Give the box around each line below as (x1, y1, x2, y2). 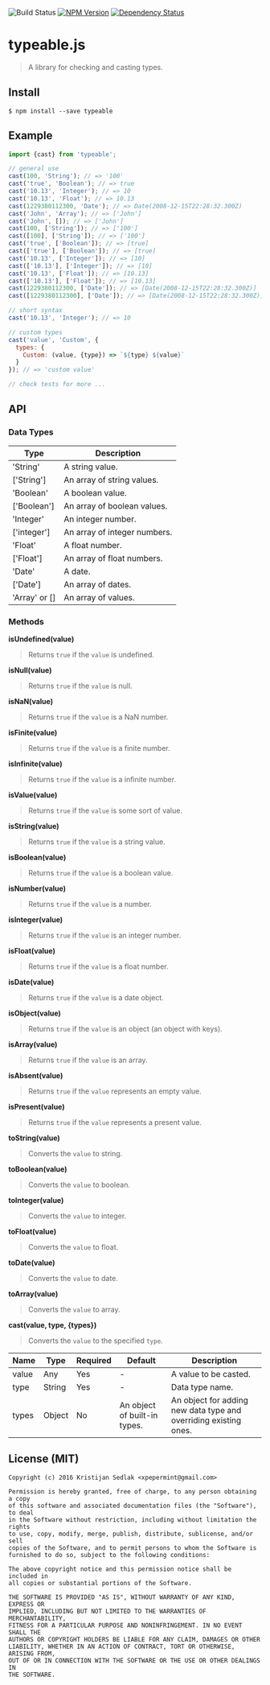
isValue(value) (8, 790, 58, 800)
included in (8, 1572, 48, 1580)
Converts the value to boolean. (27, 1180, 131, 1190)
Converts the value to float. (27, 1242, 119, 1252)
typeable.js (8, 36, 86, 54)
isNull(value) (8, 665, 52, 675)
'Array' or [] (12, 591, 56, 603)
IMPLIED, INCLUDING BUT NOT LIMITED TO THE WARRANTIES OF (8, 1607, 207, 1615)
